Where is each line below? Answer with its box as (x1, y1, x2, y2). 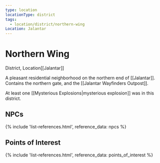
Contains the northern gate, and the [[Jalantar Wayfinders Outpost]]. (5, 80, 148, 86)
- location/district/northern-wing (10, 21, 85, 27)
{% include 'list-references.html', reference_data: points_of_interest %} (5, 152, 153, 158)
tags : (5, 17, 17, 22)
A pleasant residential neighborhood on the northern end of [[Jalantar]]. (5, 75, 155, 81)
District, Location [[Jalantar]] (5, 65, 64, 71)
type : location (5, 7, 37, 13)
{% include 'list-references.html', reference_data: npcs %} (5, 123, 127, 129)
